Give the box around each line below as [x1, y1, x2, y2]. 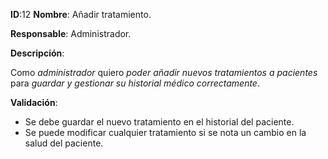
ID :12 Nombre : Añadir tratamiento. [10, 9, 152, 20]
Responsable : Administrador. [10, 28, 132, 39]
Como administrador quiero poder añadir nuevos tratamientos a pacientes [10, 67, 318, 78]
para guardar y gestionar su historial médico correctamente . [10, 77, 260, 89]
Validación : [10, 97, 58, 108]
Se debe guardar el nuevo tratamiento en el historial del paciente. [24, 116, 295, 128]
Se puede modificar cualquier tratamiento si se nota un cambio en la [24, 127, 307, 138]
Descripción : [10, 47, 65, 59]
